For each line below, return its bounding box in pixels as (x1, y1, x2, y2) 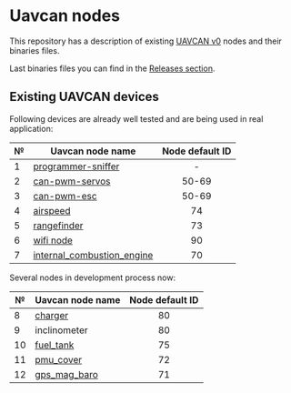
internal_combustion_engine (33, 248, 154, 261)
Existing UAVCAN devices (9, 89, 159, 105)
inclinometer (35, 324, 88, 337)
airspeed (33, 204, 71, 217)
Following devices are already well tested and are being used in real (9, 113, 264, 124)
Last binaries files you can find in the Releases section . (9, 63, 216, 74)
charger (35, 308, 69, 321)
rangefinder (33, 219, 84, 232)
